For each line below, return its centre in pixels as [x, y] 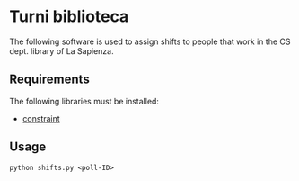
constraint [41, 118]
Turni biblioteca [69, 17]
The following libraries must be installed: [84, 101]
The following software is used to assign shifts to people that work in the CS [150, 41]
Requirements [49, 80]
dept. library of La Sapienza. [62, 50]
